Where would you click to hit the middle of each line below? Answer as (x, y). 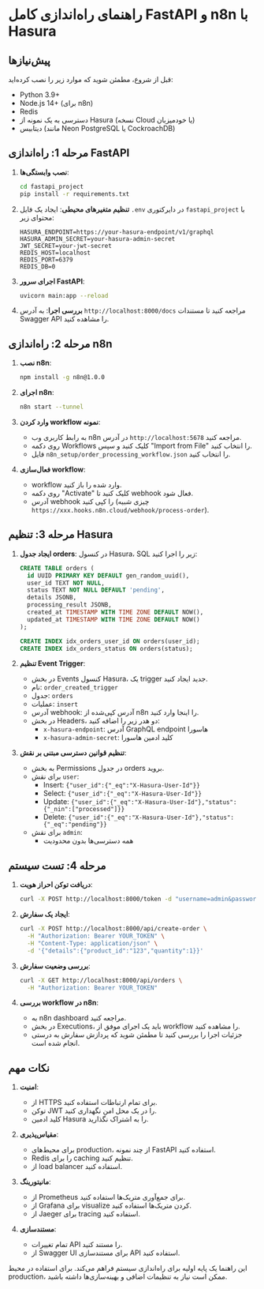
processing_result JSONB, (69, 605)
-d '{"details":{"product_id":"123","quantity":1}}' (115, 951)
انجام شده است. (56, 1043)
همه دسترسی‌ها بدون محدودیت (88, 841)
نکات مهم (29, 1068)
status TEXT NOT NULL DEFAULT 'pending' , (96, 590)
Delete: (55, 817)
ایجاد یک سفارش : (45, 915)
